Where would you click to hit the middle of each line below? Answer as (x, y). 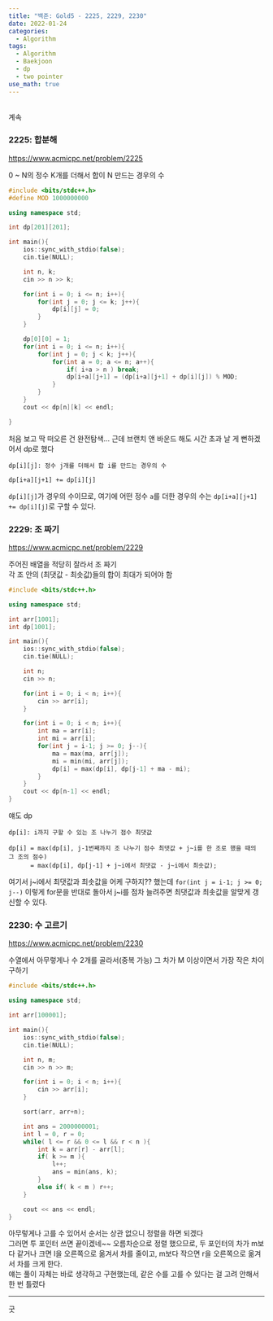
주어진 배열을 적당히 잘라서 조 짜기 (63, 564)
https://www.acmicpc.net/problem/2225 (76, 158)
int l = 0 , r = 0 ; (54, 1134)
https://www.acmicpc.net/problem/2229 (76, 547)
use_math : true (34, 84)
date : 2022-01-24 (38, 24)
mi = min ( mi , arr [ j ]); (90, 761)
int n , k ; (40, 272)
